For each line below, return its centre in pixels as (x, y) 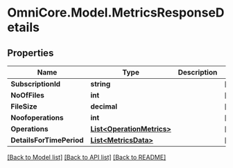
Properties (31, 53)
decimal (104, 106)
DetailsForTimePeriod (48, 140)
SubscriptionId (36, 84)
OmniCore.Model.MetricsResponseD (116, 13)
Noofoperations (37, 118)
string (101, 84)
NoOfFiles (28, 95)
